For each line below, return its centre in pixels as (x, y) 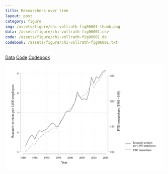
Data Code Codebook (28, 57)
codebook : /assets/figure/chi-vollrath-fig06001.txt (62, 43)
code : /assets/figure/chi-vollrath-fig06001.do (56, 37)
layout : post (19, 16)
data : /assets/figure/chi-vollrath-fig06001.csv (57, 32)
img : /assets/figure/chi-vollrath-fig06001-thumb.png (63, 27)
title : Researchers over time (37, 11)
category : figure (23, 21)
